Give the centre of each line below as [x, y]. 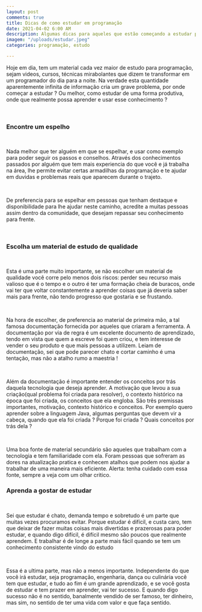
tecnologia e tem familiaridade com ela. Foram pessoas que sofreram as [96, 456]
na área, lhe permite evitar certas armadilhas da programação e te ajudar [97, 171]
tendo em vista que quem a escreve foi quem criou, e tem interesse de [94, 339]
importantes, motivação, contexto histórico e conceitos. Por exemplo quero [99, 407]
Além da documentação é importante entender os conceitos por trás [91, 381]
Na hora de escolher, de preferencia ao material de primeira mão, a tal [93, 320]
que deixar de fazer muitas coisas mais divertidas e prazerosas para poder [99, 528]
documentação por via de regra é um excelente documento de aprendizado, [101, 333]
